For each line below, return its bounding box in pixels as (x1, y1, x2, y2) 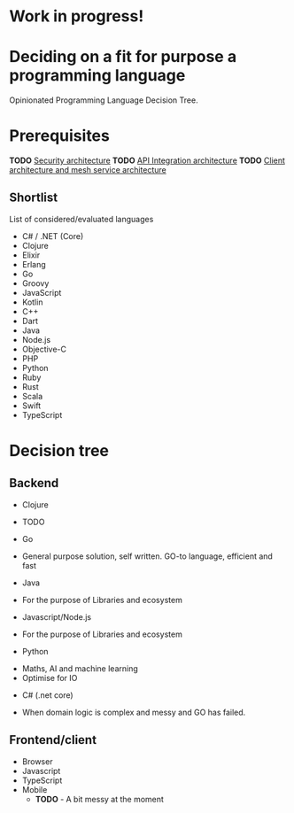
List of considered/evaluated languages (9, 213, 154, 224)
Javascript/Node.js (21, 611, 91, 622)
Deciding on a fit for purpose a (9, 47, 237, 67)
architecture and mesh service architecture (9, 165, 166, 175)
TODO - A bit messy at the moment (35, 794, 164, 804)
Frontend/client (9, 732, 97, 747)
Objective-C (21, 344, 67, 354)
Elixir (21, 250, 41, 260)
